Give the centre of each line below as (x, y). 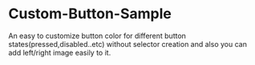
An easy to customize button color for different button (97, 36)
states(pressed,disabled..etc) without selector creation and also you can (127, 44)
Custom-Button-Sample (90, 14)
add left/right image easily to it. (60, 52)
